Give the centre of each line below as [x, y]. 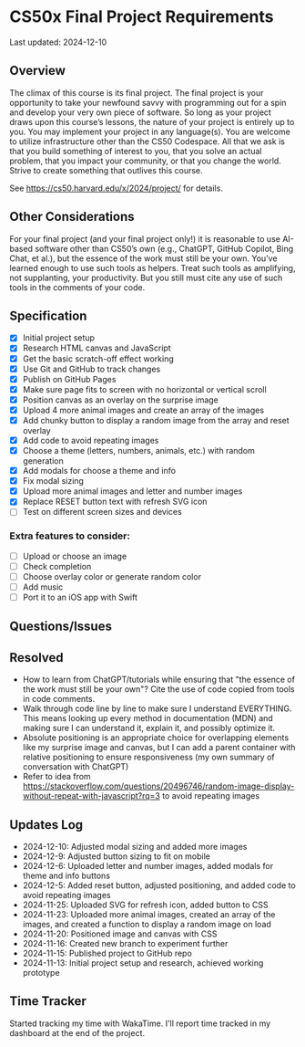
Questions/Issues [61, 627]
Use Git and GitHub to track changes [91, 369]
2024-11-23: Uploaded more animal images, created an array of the [149, 914]
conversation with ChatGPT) [76, 767]
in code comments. [59, 699]
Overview [38, 71]
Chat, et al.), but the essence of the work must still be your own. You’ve [143, 258]
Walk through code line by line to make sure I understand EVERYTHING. [157, 708]
